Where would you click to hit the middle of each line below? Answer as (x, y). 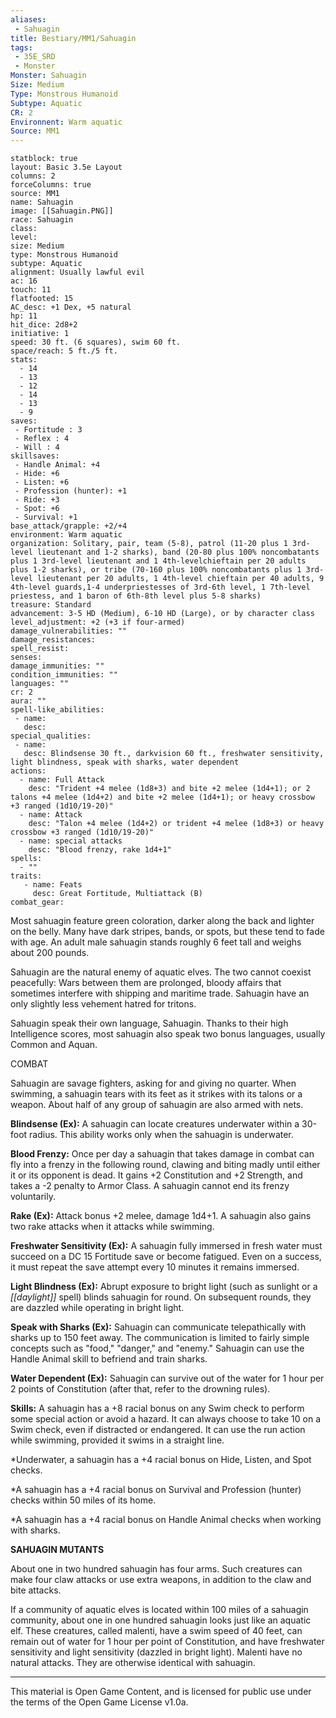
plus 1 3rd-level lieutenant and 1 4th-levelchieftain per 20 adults (158, 561)
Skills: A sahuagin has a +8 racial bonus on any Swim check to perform (157, 1408)
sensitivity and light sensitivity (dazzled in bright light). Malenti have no (156, 1652)
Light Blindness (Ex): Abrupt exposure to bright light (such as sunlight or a (164, 1287)
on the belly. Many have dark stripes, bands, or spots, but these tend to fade (167, 932)
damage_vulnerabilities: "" (69, 631)
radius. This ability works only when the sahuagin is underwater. (161, 1135)
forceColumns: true (51, 185)
